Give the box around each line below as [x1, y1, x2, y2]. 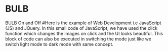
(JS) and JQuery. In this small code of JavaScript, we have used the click [5, 25, 158, 31]
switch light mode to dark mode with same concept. [5, 41, 114, 47]
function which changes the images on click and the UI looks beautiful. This [5, 30, 163, 36]
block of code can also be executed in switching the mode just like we [5, 36, 152, 42]
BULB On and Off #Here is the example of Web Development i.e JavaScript [5, 20, 161, 26]
